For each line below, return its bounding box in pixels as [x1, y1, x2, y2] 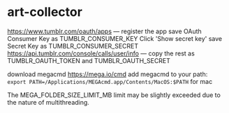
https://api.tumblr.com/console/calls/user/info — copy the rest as [7, 49, 195, 58]
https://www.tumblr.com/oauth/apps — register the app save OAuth [7, 27, 202, 35]
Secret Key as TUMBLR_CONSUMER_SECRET [7, 42, 139, 50]
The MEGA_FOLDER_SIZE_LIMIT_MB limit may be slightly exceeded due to [7, 91, 221, 99]
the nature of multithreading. [7, 98, 89, 106]
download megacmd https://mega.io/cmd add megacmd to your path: [7, 70, 208, 78]
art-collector [7, 4, 82, 20]
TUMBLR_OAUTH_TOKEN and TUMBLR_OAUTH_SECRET [7, 56, 171, 64]
